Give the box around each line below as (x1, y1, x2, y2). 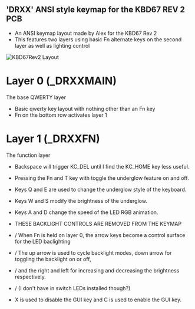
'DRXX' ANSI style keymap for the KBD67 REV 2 (6, 5, 186, 15)
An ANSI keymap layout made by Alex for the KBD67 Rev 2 (14, 29, 157, 37)
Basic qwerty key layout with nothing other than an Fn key (14, 105, 156, 112)
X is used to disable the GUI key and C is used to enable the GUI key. (14, 296, 182, 303)
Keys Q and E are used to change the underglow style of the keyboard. (14, 186, 187, 193)
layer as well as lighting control (14, 42, 90, 49)
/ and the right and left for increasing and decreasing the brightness (14, 267, 180, 274)
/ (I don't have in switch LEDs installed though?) (14, 284, 131, 291)
